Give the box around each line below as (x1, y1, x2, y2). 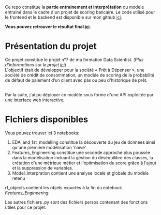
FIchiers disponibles (5, 114, 88, 125)
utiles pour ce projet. (5, 204, 46, 210)
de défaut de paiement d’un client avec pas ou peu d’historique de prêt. (5, 77, 147, 83)
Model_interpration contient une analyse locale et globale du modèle (12, 170, 149, 176)
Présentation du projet (5, 41, 97, 52)
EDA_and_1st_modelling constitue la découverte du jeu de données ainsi (12, 139, 156, 145)
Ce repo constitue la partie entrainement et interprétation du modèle (5, 4, 144, 10)
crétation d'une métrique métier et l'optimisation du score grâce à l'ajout (12, 160, 156, 166)
